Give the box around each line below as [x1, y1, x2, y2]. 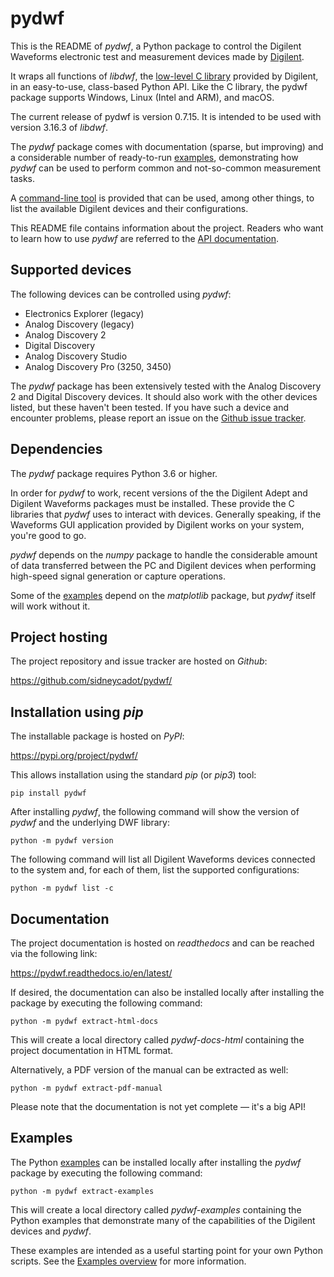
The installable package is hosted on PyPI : [10, 730, 185, 742]
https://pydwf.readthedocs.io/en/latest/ [10, 967, 173, 979]
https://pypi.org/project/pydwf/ [10, 750, 138, 762]
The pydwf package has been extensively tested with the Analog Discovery [10, 380, 322, 392]
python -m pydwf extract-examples [10, 1186, 155, 1196]
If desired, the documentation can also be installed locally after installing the [10, 987, 325, 998]
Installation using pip [10, 703, 144, 721]
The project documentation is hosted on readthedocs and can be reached [10, 937, 315, 949]
